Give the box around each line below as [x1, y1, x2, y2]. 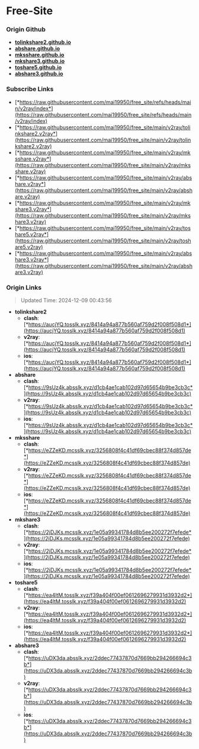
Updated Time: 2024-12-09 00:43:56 [20, 297, 112, 304]
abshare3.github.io [14, 70, 63, 78]
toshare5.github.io [14, 64, 62, 71]
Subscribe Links [6, 85, 54, 93]
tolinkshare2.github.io [14, 39, 71, 46]
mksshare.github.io [14, 52, 65, 59]
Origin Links [6, 283, 42, 292]
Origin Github [6, 25, 46, 34]
